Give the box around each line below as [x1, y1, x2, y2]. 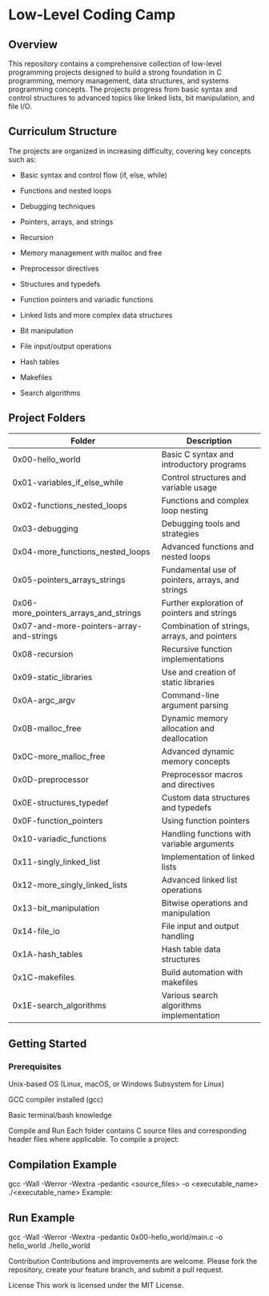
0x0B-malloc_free [12, 723, 82, 734]
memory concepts [161, 756, 231, 767]
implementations [161, 653, 224, 664]
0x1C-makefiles [12, 972, 74, 983]
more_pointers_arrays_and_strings [12, 607, 142, 618]
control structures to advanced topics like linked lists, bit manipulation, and [8, 93, 255, 102]
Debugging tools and [161, 518, 240, 529]
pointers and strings [161, 607, 238, 618]
